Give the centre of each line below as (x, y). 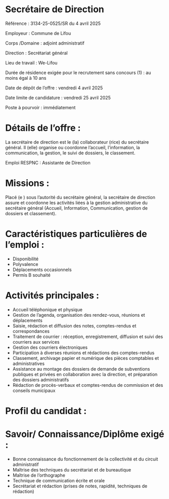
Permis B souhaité (31, 275)
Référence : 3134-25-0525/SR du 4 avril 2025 (53, 23)
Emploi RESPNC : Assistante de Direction (48, 162)
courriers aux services (36, 342)
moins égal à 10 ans (26, 78)
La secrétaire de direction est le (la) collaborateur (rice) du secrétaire (77, 142)
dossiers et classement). (31, 213)
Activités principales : (52, 295)
